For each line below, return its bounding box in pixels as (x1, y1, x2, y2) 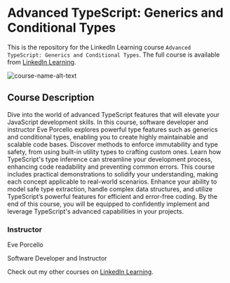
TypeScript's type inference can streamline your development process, (7, 155, 212, 163)
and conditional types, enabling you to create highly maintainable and (7, 132, 208, 141)
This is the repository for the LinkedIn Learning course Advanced (7, 43, 191, 51)
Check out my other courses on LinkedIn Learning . (7, 268, 154, 276)
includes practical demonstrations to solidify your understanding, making (7, 170, 219, 178)
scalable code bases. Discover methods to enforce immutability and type (7, 140, 219, 149)
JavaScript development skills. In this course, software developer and (7, 118, 208, 126)
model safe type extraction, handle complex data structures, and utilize (7, 184, 213, 193)
